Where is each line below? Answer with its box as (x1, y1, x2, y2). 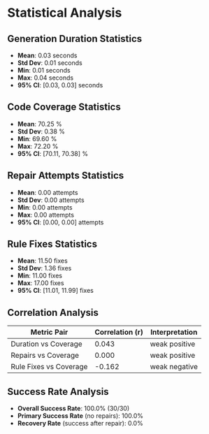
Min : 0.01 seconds (17, 66, 71, 74)
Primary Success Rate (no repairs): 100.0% (17, 412, 144, 420)
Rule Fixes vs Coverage (10, 362, 88, 372)
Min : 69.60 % (17, 134, 57, 143)
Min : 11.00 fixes (17, 271, 63, 280)
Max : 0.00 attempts (17, 210, 75, 219)
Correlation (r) (94, 327, 143, 337)
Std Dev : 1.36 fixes (17, 264, 72, 273)
